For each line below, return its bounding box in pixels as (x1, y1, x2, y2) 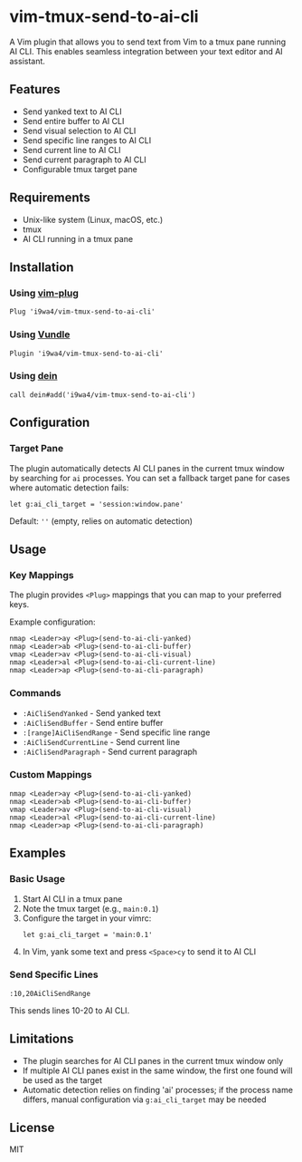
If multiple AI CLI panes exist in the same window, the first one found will (22, 1065, 293, 1076)
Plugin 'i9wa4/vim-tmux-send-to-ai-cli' (9, 349, 165, 358)
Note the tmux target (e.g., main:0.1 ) (22, 903, 159, 914)
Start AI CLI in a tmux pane (22, 893, 123, 904)
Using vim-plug (9, 286, 80, 299)
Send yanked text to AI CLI (22, 106, 122, 117)
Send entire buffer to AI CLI (22, 115, 125, 126)
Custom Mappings (9, 769, 92, 781)
